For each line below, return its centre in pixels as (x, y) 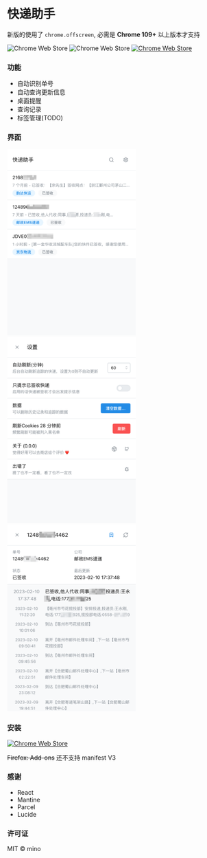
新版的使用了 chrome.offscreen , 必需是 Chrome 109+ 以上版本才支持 (103, 34)
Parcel (26, 807)
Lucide (27, 814)
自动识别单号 (35, 84)
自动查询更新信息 (41, 92)
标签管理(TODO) (40, 118)
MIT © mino (24, 849)
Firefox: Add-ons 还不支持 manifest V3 (62, 758)
